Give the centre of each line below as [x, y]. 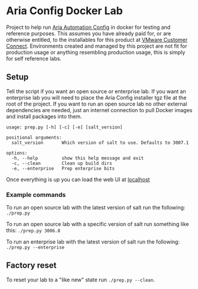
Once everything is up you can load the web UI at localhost [78, 179]
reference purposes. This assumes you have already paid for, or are [89, 33]
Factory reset [31, 266]
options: [17, 153]
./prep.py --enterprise [35, 248]
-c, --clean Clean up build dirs [62, 163]
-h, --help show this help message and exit [78, 158]
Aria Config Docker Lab [64, 11]
